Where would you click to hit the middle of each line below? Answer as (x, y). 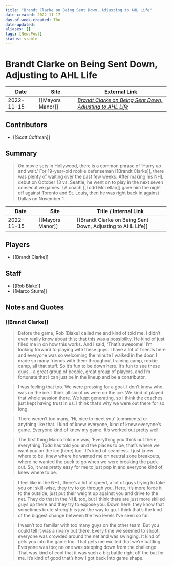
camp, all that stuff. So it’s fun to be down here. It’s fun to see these (89, 366)
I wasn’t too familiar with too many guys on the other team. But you (89, 525)
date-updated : (20, 24)
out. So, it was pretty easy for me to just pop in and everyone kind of (90, 467)
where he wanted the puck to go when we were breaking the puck (88, 462)
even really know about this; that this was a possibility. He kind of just (91, 339)
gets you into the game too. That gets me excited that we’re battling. (90, 541)
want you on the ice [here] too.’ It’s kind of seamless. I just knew (85, 450)
